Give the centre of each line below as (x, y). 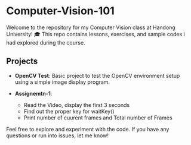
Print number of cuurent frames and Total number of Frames (98, 118)
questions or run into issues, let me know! (58, 135)
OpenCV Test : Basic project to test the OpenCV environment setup (97, 75)
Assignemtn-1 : (33, 93)
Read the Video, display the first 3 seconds (77, 105)
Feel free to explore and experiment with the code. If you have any (88, 129)
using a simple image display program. (62, 82)
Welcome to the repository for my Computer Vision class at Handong (91, 27)
